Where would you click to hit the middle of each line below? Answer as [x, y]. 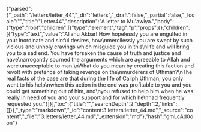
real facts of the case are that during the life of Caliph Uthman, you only [95, 78]
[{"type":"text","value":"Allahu [43, 34]
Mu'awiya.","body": [150, 21]
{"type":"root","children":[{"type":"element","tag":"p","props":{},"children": [98, 27]
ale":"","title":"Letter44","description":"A [55, 21]
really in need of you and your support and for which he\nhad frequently [95, 97]
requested [19, 104]
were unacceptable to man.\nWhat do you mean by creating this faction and [100, 66]
